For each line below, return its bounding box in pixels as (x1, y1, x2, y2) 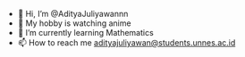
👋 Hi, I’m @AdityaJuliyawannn (17, 9, 129, 19)
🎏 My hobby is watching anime (17, 18, 131, 28)
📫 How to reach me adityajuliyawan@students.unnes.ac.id (17, 37, 236, 48)
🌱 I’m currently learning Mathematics (17, 28, 154, 37)
